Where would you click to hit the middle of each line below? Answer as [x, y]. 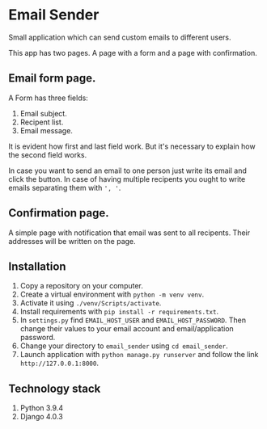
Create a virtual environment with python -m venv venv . [112, 294]
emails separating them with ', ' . [65, 187]
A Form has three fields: [49, 98]
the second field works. [48, 154]
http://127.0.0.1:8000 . [59, 363]
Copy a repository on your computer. [82, 286]
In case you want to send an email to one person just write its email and [127, 170]
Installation [37, 266]
